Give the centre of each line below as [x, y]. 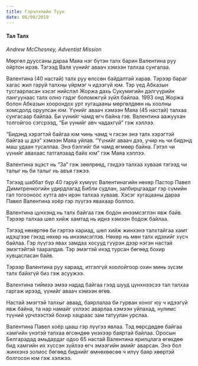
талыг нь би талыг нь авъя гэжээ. [48, 171]
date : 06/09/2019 [27, 17]
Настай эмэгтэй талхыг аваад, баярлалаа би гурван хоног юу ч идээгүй [97, 302]
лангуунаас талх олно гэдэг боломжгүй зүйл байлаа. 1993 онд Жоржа [95, 97]
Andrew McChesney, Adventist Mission [54, 49]
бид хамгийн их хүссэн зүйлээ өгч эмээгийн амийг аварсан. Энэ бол [94, 345]
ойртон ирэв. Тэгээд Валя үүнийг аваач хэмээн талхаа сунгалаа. [88, 67]
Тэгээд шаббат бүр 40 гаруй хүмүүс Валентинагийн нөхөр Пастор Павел [98, 182]
